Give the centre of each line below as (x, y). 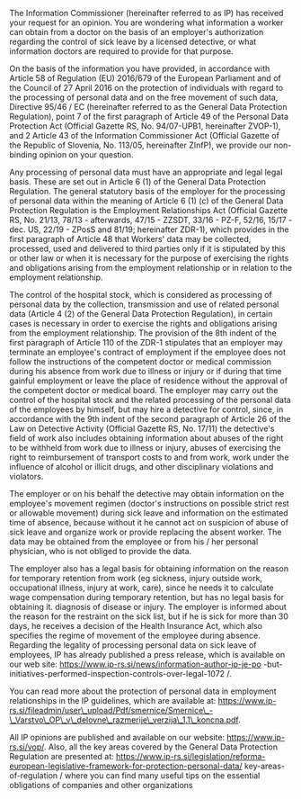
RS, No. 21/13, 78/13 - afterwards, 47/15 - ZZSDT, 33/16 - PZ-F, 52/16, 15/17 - (151, 220)
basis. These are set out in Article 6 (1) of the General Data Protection (138, 182)
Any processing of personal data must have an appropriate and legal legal (146, 172)
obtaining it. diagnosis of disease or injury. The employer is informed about (148, 607)
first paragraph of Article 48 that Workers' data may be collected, (130, 239)
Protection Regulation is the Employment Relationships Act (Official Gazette (149, 210)
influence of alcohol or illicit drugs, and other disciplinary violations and (142, 467)
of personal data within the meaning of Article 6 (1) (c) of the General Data (146, 201)
